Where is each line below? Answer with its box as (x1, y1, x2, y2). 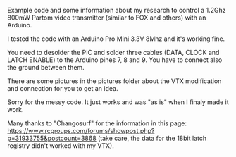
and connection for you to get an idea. (7, 84, 118, 92)
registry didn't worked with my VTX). (7, 142, 114, 150)
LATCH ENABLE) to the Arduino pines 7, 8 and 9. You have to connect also (7, 56, 223, 64)
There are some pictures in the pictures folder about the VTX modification (7, 77, 222, 85)
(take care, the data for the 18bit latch (97, 134, 206, 142)
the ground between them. (7, 63, 85, 71)
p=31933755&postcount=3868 (7, 134, 97, 142)
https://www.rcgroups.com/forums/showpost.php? (7, 127, 155, 134)
